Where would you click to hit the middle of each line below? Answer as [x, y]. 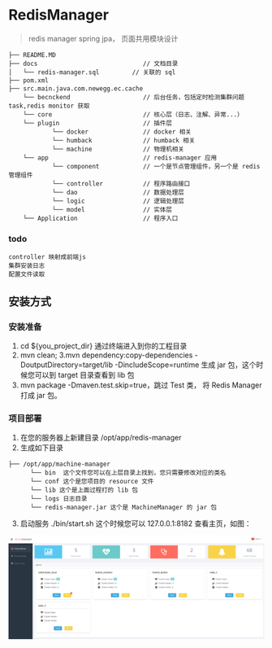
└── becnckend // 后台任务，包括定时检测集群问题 [134, 97]
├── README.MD [32, 55]
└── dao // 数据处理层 [118, 192]
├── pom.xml [28, 80]
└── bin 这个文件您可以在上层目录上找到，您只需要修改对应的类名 [128, 473]
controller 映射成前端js [47, 257]
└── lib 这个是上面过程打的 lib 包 [84, 490]
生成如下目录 [41, 448]
